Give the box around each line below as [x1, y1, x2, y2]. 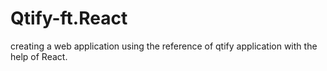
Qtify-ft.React [10, 7, 128, 30]
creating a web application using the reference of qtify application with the [10, 40, 318, 52]
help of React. [10, 50, 68, 62]
